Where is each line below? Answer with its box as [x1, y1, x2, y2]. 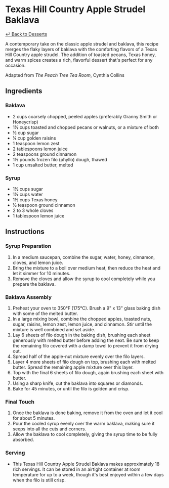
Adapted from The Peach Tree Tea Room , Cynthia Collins [5, 72, 125, 78]
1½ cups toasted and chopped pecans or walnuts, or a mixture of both [12, 124, 159, 130]
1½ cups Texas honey [12, 196, 58, 203]
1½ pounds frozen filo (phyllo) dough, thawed [12, 156, 107, 162]
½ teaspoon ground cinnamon [12, 202, 75, 208]
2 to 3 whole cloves [12, 207, 54, 213]
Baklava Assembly [5, 293, 52, 300]
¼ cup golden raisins [12, 135, 57, 141]
